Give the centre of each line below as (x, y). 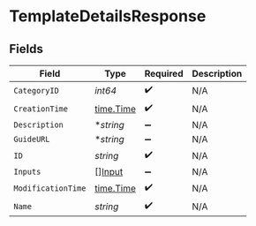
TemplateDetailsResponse (108, 16)
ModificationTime (50, 188)
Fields (26, 49)
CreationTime (41, 109)
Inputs (27, 172)
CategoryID (36, 90)
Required (164, 74)
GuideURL (32, 139)
